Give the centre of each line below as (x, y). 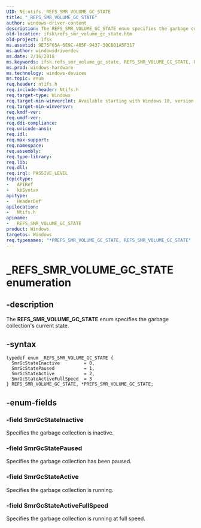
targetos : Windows (29, 234)
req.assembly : (24, 151)
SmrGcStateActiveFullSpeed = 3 (52, 379)
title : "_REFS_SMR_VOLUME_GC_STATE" (52, 17)
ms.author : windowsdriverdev (42, 51)
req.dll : (17, 168)
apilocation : (22, 207)
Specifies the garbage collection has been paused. (69, 461)
